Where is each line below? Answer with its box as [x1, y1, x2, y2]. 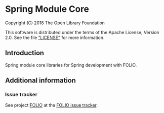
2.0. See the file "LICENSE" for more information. [5, 35, 105, 40]
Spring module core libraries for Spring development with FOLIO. [5, 62, 137, 68]
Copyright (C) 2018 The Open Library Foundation [5, 20, 105, 26]
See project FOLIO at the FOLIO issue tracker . [5, 102, 98, 108]
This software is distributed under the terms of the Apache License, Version [5, 29, 160, 35]
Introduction [5, 49, 44, 57]
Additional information [5, 76, 76, 85]
